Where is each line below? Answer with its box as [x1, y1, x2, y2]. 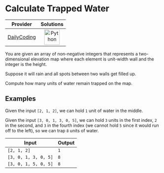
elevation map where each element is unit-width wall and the [31, 56, 154, 62]
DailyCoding [7, 33, 36, 40]
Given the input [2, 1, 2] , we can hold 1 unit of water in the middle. [5, 108, 143, 114]
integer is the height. [5, 61, 47, 67]
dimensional [5, 56, 30, 62]
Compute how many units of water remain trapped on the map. [5, 80, 133, 86]
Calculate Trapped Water [5, 3, 109, 14]
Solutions [40, 21, 64, 28]
